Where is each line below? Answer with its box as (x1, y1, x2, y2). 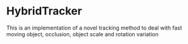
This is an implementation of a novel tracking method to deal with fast (6, 24, 182, 31)
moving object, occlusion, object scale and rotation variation (6, 30, 159, 37)
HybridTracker (6, 4, 83, 18)
